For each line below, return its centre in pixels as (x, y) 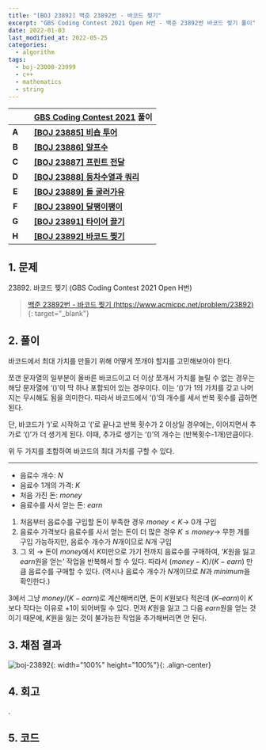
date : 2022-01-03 (37, 30)
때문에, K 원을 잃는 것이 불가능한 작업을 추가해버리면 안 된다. (115, 618)
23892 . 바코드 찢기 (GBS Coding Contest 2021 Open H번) (100, 288)
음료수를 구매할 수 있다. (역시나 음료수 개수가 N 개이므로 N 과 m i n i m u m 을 (139, 571)
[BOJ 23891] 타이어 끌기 (80, 222)
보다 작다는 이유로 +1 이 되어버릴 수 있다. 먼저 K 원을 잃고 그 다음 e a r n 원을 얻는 (128, 608)
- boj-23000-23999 (46, 67)
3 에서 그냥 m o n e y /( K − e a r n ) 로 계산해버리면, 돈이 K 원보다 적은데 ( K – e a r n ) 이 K (131, 598)
